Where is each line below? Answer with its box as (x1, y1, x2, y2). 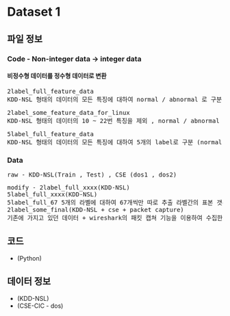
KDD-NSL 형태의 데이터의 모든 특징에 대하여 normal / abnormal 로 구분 (7, 95, 222, 103)
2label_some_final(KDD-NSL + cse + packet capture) (7, 206, 185, 213)
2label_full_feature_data (7, 87, 94, 95)
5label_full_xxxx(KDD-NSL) (7, 191, 98, 198)
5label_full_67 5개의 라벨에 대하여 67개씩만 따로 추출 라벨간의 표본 (7, 199, 214, 206)
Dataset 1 (7, 4, 61, 20)
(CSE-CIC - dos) (16, 302, 64, 310)
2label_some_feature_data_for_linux (7, 109, 130, 116)
